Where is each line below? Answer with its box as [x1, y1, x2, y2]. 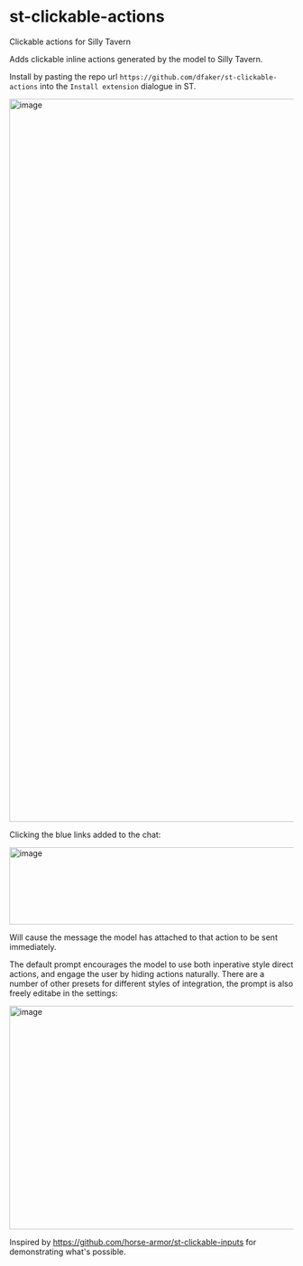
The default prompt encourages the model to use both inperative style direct [9, 959, 294, 970]
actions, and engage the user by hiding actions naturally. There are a [9, 968, 265, 979]
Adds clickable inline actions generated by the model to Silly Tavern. [9, 53, 263, 64]
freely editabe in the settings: [9, 987, 119, 999]
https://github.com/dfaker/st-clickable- [119, 72, 278, 82]
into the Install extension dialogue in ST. [40, 80, 197, 91]
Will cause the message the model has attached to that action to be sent [9, 932, 278, 943]
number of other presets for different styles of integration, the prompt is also [9, 978, 294, 989]
